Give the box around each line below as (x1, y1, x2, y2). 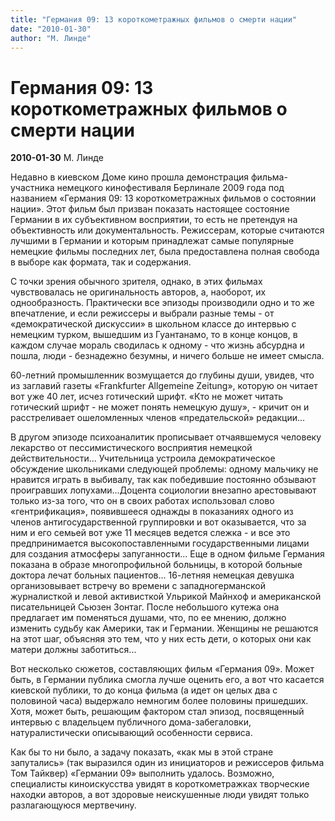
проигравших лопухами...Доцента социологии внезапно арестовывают (10, 484, 317, 496)
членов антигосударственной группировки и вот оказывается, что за (10, 516, 307, 528)
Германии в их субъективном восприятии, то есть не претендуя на (10, 214, 298, 226)
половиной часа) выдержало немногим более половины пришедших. (10, 695, 309, 707)
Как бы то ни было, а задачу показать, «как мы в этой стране (10, 746, 274, 758)
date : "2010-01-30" (10, 24, 92, 34)
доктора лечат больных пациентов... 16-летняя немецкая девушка (10, 569, 295, 581)
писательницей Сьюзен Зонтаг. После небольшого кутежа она (10, 601, 280, 613)
